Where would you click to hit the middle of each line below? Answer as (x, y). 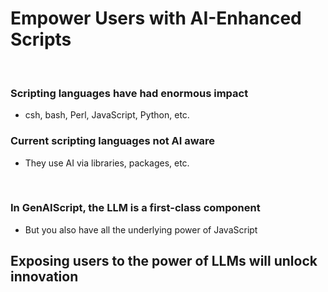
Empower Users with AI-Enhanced (156, 18)
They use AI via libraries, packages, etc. (107, 163)
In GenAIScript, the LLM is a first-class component (135, 208)
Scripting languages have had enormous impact (129, 93)
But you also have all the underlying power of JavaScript (141, 229)
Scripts (41, 39)
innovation (44, 277)
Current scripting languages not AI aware (113, 141)
